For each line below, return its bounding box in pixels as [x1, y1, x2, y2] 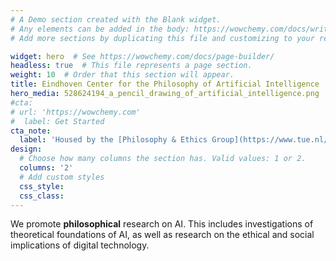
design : [10, 144, 43, 155]
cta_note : [10, 126, 52, 136]
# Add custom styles [19, 172, 105, 182]
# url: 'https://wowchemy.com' [10, 107, 141, 117]
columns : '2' [19, 163, 74, 173]
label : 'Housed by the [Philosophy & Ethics [19, 135, 208, 145]
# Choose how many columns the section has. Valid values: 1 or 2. [19, 154, 307, 164]
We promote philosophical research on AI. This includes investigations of [10, 218, 314, 230]
